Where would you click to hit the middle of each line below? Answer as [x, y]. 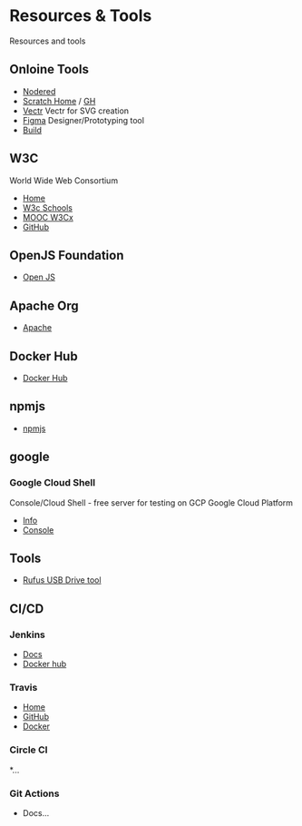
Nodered [39, 91]
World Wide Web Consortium [64, 180]
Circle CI [29, 750]
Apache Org [44, 305]
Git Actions [34, 793]
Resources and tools [48, 41]
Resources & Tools [81, 16]
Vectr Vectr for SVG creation [76, 111]
